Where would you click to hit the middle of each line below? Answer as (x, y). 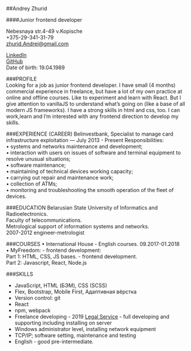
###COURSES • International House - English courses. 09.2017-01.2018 (93, 244)
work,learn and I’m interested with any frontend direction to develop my (92, 116)
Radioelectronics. (27, 214)
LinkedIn (16, 55)
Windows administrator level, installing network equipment (85, 329)
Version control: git (37, 298)
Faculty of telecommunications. (44, 220)
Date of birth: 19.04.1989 (35, 67)
